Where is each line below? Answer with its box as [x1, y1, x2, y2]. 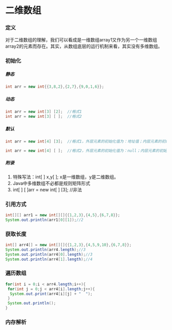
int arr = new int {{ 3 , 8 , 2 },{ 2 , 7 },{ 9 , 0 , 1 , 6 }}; [5, 84, 104, 90]
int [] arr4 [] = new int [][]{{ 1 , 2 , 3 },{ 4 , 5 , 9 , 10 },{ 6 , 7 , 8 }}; [5, 242, 132, 247]
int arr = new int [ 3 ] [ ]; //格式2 [5, 114, 82, 119]
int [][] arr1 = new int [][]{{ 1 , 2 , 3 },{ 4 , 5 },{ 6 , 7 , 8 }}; [5, 212, 120, 218]
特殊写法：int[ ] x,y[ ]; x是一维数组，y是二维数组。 [12, 174, 119, 180]
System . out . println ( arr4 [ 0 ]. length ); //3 [5, 252, 93, 257]
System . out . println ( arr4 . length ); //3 [5, 247, 86, 252]
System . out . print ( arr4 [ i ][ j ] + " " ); [10, 291, 93, 296]
